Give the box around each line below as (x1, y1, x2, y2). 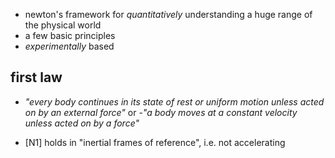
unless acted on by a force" (24, 117, 140, 129)
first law (10, 69, 63, 86)
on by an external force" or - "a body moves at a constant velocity (24, 106, 298, 118)
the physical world (24, 19, 102, 31)
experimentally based (24, 40, 115, 52)
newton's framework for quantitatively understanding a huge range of (24, 9, 313, 20)
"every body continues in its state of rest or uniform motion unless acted (24, 95, 325, 108)
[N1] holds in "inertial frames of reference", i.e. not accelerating (24, 136, 286, 148)
